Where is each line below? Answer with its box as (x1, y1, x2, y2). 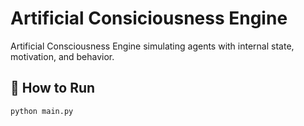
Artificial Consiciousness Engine (10, 7, 288, 30)
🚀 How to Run (10, 80, 96, 97)
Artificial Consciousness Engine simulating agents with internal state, (10, 40, 295, 52)
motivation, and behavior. (10, 50, 115, 62)
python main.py (10, 106, 74, 116)
